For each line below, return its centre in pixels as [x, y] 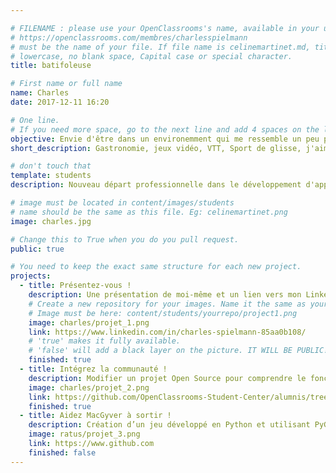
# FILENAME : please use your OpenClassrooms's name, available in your [165, 28]
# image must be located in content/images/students [122, 203]
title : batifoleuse [51, 66]
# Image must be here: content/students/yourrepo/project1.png [163, 313]
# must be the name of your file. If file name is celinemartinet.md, [160, 47]
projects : [31, 276]
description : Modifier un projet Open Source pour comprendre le [167, 378]
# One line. [35, 120]
